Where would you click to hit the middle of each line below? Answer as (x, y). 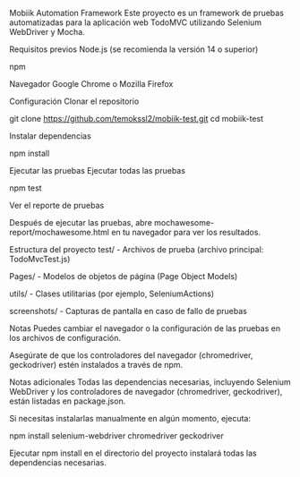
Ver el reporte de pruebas (57, 205)
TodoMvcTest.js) (40, 259)
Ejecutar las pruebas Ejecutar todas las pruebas (98, 170)
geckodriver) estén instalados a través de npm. (96, 365)
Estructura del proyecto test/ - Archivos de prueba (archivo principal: (137, 249)
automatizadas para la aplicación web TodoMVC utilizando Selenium (136, 22)
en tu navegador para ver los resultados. (186, 232)
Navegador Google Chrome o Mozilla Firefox (91, 84)
